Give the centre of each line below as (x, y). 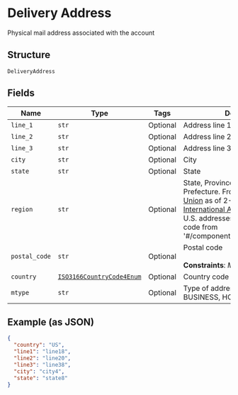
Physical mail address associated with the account (81, 33)
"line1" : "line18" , (42, 352)
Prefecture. (202, 191)
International (204, 209)
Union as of (202, 200)
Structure (29, 55)
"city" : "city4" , (39, 371)
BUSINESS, (202, 297)
